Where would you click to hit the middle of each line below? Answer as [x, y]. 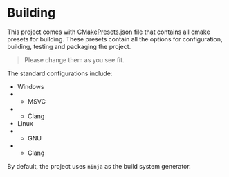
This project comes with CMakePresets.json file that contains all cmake [109, 32]
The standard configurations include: [60, 73]
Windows [30, 86]
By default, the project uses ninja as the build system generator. [99, 166]
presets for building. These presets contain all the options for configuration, [115, 39]
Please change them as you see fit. [74, 59]
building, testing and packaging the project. [69, 46]
